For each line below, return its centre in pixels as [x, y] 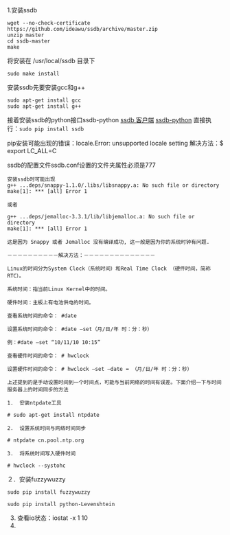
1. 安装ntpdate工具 [34, 403]
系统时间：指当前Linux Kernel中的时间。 [59, 289]
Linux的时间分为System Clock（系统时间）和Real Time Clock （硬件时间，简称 [109, 269]
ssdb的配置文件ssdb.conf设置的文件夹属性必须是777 [82, 165]
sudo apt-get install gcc [44, 100]
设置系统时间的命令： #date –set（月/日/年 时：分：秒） [80, 329]
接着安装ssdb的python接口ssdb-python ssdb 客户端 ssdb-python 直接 [106, 120]
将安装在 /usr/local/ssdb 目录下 [51, 61]
